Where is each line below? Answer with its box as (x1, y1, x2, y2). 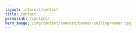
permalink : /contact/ (5, 16, 50, 21)
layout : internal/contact (5, 7, 58, 12)
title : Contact (5, 12, 37, 16)
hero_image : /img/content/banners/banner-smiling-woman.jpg (5, 20, 132, 26)
